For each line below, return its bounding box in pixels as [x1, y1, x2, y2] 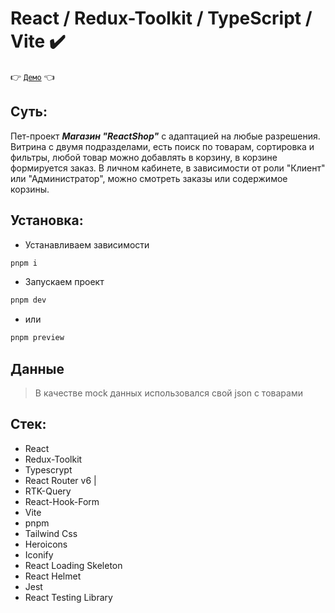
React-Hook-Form [24, 495, 100, 507]
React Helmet [24, 570, 82, 582]
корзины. [10, 183, 50, 195]
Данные [10, 360, 65, 377]
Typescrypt [24, 463, 73, 476]
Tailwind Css [24, 527, 78, 539]
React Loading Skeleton [24, 559, 123, 571]
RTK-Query [24, 485, 72, 497]
